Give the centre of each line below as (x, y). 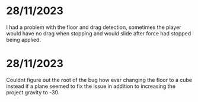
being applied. (24, 40)
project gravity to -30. (33, 92)
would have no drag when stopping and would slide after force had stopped (99, 33)
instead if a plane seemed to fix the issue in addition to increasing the (91, 86)
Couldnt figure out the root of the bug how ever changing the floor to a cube (99, 80)
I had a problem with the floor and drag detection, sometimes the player (94, 27)
